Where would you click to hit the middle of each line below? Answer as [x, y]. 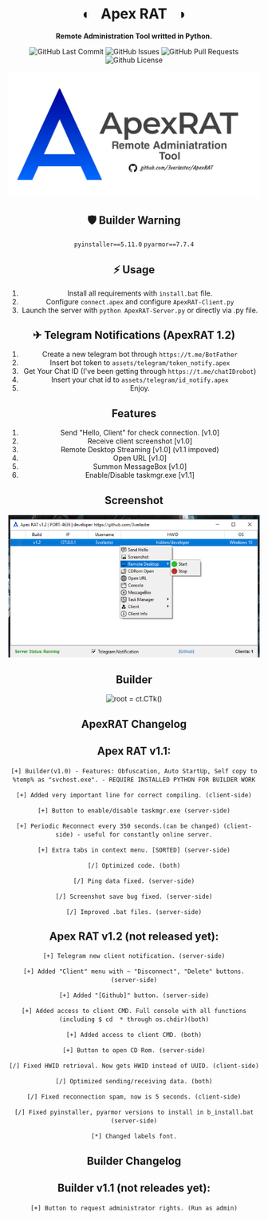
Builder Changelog [134, 1160]
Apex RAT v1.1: [134, 751]
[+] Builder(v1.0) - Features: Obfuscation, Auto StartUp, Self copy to [134, 771]
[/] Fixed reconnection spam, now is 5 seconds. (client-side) [134, 1097]
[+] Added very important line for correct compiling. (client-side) [134, 795]
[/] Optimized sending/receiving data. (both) [134, 1082]
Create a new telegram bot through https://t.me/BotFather [140, 354]
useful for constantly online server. [148, 835]
